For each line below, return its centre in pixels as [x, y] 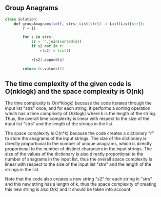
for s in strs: [38, 37]
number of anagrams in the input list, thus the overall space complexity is [79, 159]
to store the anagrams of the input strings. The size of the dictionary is [76, 138]
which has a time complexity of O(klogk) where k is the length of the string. [80, 114]
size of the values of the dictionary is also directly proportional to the [74, 154]
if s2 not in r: [48, 46]
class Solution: [21, 19]
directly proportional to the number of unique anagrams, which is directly [79, 144]
